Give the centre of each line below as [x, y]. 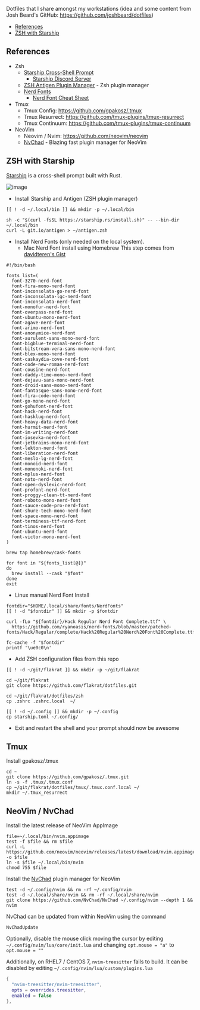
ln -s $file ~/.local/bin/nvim [45, 862]
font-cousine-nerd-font [41, 370]
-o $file [17, 857]
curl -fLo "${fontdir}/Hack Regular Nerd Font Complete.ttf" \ [86, 621]
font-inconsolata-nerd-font [46, 302]
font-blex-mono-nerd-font [44, 354]
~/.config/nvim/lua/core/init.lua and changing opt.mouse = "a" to [90, 945]
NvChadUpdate [22, 928]
